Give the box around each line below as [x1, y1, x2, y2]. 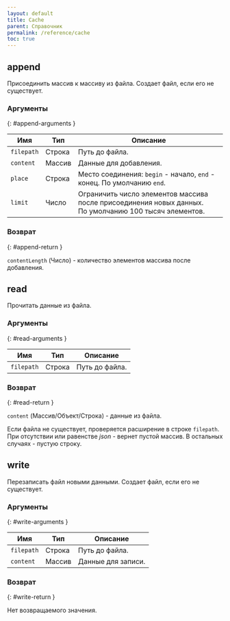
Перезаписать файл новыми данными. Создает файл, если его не [7, 477, 200, 486]
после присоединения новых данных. [77, 198, 204, 207]
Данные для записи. [77, 557, 146, 567]
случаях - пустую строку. [7, 439, 82, 447]
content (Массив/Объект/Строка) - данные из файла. [7, 411, 162, 420]
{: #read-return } [7, 398, 54, 406]
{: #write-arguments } [7, 518, 68, 526]
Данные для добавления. [77, 159, 162, 168]
